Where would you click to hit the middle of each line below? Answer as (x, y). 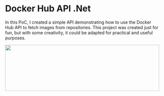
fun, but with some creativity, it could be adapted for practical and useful (79, 32)
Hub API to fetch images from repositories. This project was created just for (82, 27)
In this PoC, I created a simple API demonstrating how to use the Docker (78, 22)
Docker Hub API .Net (48, 9)
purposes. (16, 38)
